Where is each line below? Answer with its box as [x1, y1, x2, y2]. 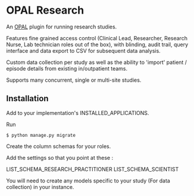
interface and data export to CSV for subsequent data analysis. [6, 47, 161, 54]
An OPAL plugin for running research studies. [6, 23, 117, 30]
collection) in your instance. [6, 183, 74, 190]
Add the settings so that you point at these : [6, 154, 114, 161]
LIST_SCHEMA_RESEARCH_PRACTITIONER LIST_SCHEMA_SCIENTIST [6, 165, 179, 172]
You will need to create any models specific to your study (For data [6, 177, 171, 184]
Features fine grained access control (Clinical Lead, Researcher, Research [6, 34, 187, 41]
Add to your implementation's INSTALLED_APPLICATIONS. [6, 109, 149, 116]
